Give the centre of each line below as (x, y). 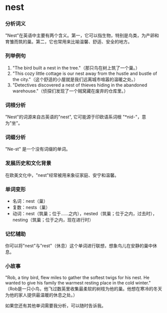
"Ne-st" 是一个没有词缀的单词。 (38, 149)
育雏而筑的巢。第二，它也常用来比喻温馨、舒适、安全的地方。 (69, 42)
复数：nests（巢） (31, 207)
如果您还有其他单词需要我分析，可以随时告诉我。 (55, 306)
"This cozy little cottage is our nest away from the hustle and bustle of (85, 73)
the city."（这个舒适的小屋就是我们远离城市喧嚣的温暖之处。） (75, 79)
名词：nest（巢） (30, 201)
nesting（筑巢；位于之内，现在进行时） (53, 220)
